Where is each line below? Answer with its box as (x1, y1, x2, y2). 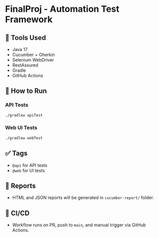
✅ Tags (5, 149, 28, 158)
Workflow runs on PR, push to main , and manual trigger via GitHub (12, 222, 146, 228)
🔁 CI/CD (5, 209, 30, 217)
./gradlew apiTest (5, 113, 43, 118)
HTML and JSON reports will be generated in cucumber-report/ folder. (12, 195, 154, 201)
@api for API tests (12, 162, 48, 168)
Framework (5, 14, 53, 25)
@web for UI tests (12, 167, 45, 173)
